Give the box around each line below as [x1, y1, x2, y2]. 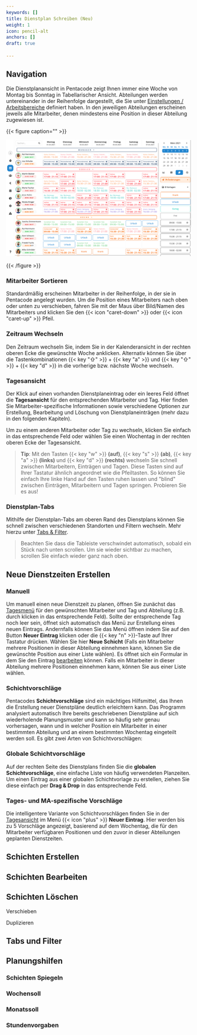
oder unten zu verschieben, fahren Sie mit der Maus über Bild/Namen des [6, 303, 185, 310]
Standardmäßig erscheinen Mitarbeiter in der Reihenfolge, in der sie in [6, 290, 176, 297]
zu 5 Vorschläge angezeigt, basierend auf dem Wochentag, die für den [6, 822, 178, 830]
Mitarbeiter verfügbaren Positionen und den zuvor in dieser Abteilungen [6, 828, 181, 835]
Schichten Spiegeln [6, 974, 64, 982]
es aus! [20, 488, 38, 495]
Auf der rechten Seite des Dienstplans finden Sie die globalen [6, 763, 156, 770]
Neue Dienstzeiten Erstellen [6, 569, 111, 579]
